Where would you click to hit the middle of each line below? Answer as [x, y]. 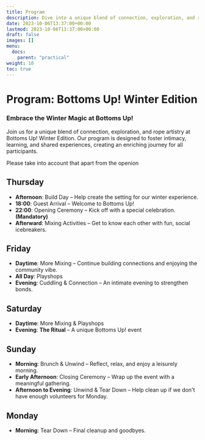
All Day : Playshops [39, 277]
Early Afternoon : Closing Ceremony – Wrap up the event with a [95, 377]
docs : [19, 52]
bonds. [24, 289]
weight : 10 [20, 63]
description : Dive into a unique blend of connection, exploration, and [101, 18]
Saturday [24, 309]
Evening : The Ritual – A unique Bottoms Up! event [78, 330]
